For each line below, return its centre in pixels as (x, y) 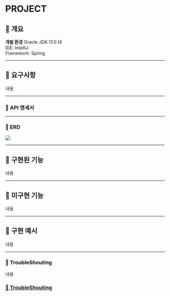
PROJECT (26, 9)
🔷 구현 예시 (22, 231)
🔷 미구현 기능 (25, 196)
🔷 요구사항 (21, 75)
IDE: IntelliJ (17, 48)
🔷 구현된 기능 (25, 160)
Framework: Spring (25, 53)
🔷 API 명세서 (20, 107)
